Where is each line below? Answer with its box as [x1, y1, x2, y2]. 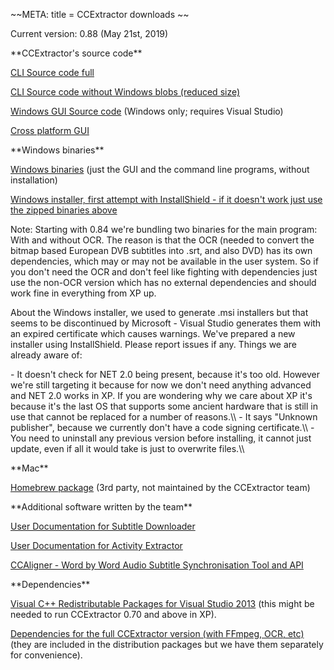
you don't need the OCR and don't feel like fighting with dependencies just [10, 266, 318, 278]
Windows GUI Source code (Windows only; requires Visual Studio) [10, 105, 284, 117]
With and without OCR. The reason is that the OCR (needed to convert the [10, 234, 315, 246]
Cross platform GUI [10, 125, 90, 136]
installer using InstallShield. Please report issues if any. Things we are [10, 339, 298, 350]
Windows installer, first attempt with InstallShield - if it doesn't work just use [10, 194, 323, 205]
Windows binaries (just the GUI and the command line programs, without [10, 164, 310, 175]
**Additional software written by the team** [10, 501, 193, 513]
